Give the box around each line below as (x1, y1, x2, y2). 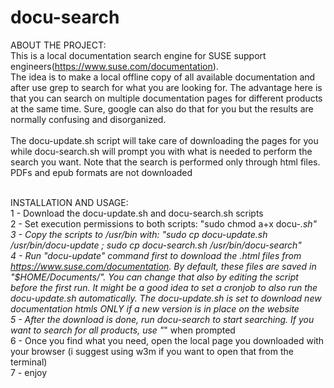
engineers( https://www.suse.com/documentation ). (10, 60, 219, 72)
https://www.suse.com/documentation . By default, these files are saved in (10, 260, 317, 272)
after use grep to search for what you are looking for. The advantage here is (10, 81, 323, 93)
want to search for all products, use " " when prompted (10, 324, 236, 336)
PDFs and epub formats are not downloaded (10, 166, 193, 178)
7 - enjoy (10, 366, 48, 378)
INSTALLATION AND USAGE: (10, 196, 129, 208)
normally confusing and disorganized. (10, 113, 167, 125)
